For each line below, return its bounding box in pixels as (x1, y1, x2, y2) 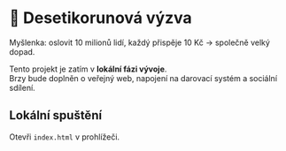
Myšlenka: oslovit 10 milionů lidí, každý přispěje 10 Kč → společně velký (9, 37, 270, 48)
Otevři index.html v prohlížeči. (9, 132, 120, 142)
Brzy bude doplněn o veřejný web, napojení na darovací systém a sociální (9, 72, 277, 83)
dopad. (9, 46, 35, 57)
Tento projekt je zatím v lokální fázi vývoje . (9, 64, 167, 74)
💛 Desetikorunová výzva (9, 8, 192, 28)
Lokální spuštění (9, 108, 103, 123)
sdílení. (9, 82, 35, 93)
